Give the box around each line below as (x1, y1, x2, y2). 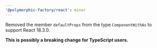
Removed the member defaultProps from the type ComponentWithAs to (5, 21, 152, 28)
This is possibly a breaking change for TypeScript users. (5, 37, 128, 43)
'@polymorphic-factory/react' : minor (5, 7, 86, 13)
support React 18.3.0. (5, 27, 50, 33)
